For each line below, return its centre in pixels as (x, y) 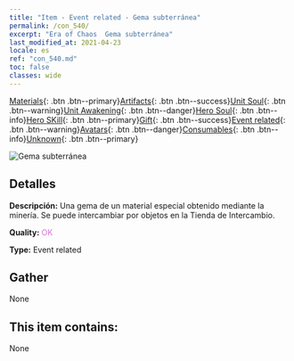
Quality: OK (31, 232)
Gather (29, 277)
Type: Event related (45, 250)
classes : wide (36, 76)
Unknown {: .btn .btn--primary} (82, 138)
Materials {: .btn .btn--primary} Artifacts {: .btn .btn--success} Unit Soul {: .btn (148, 101)
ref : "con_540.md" (43, 59)
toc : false (29, 68)
